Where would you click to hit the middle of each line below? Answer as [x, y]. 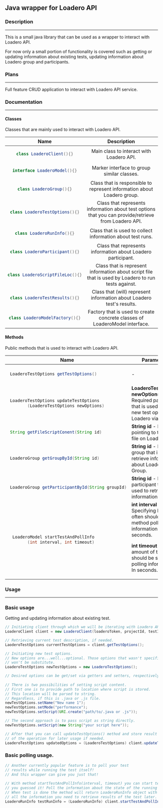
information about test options [121, 209]
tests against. [121, 284]
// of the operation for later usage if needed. [55, 738]
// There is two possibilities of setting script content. [66, 685]
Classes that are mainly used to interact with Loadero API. [63, 129]
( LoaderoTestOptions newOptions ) [66, 405]
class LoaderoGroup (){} [45, 189]
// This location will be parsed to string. [51, 694]
